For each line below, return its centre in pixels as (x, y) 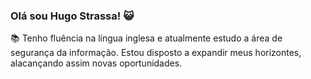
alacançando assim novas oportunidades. (96, 63)
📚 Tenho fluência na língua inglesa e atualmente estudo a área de (146, 38)
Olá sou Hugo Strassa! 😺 (72, 16)
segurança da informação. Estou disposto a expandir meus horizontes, (156, 53)
